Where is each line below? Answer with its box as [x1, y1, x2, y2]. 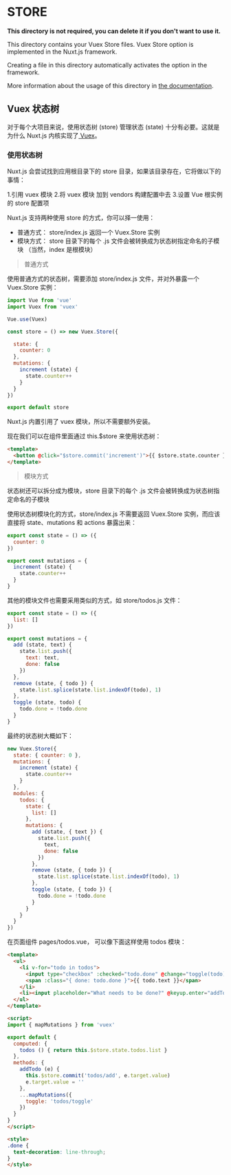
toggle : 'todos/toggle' [25, 1098, 94, 1105]
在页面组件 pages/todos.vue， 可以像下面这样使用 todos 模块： [7, 938, 187, 946]
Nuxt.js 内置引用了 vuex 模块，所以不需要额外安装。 [7, 418, 155, 426]
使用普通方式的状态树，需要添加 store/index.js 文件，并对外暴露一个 [7, 274, 199, 283]
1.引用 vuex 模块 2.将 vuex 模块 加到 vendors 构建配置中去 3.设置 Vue [7, 191, 203, 199]
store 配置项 [14, 199, 49, 207]
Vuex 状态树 [7, 103, 60, 115]
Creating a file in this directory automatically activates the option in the [7, 61, 208, 69]
